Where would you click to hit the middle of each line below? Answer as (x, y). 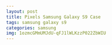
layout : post (22, 11)
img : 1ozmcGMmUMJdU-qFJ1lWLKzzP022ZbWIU (56, 33)
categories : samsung (31, 28)
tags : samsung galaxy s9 (36, 22)
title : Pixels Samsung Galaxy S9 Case (53, 17)
